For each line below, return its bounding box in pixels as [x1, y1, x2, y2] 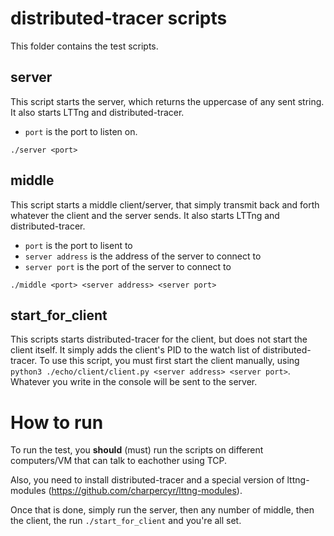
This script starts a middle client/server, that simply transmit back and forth [10, 198, 320, 211]
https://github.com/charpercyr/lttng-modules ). [51, 485, 243, 497]
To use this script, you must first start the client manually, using [39, 355, 300, 367]
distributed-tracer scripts [10, 7, 228, 30]
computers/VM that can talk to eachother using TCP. [10, 455, 228, 467]
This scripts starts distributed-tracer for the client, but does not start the [10, 333, 308, 346]
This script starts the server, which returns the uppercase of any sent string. [10, 95, 325, 107]
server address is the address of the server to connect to [24, 250, 262, 262]
